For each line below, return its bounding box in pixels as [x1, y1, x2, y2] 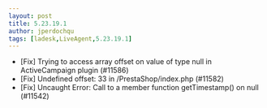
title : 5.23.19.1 [8, 19, 67, 28]
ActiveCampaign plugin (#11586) [19, 66, 129, 76]
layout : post [8, 11, 53, 20]
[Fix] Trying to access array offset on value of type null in [19, 57, 213, 67]
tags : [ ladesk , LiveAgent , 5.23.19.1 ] [8, 34, 132, 43]
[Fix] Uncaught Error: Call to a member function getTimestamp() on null [19, 83, 260, 93]
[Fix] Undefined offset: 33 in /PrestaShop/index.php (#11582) [19, 74, 225, 84]
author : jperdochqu [8, 27, 75, 35]
